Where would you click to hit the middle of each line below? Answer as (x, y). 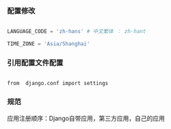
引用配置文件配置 (35, 62)
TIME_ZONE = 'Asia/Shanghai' (49, 44)
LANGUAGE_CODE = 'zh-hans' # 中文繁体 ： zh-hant (77, 32)
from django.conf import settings (58, 84)
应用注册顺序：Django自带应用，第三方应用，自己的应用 (86, 118)
